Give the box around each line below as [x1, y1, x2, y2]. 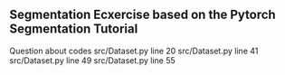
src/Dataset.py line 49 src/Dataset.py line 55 [9, 54, 176, 66]
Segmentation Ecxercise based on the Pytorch [9, 7, 276, 23]
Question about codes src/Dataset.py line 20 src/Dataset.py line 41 [9, 45, 259, 56]
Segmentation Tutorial [9, 22, 138, 37]
